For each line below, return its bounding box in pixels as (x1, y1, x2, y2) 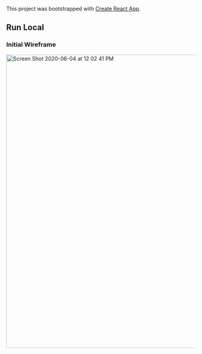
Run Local (6, 22, 44, 32)
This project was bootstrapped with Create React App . (6, 5, 141, 12)
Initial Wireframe (6, 40, 56, 49)
